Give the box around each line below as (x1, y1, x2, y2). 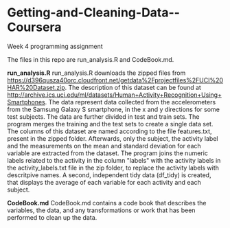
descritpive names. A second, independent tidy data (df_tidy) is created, (7, 170, 211, 179)
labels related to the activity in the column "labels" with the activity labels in (7, 156, 221, 164)
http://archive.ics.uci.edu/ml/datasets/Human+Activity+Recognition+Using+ (7, 91, 222, 99)
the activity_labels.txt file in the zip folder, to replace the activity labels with (7, 163, 220, 172)
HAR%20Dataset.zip (7, 83, 65, 91)
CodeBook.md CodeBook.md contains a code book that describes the (7, 198, 207, 207)
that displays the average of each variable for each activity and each (7, 178, 201, 186)
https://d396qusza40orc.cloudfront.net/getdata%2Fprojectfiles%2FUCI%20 (7, 76, 224, 84)
